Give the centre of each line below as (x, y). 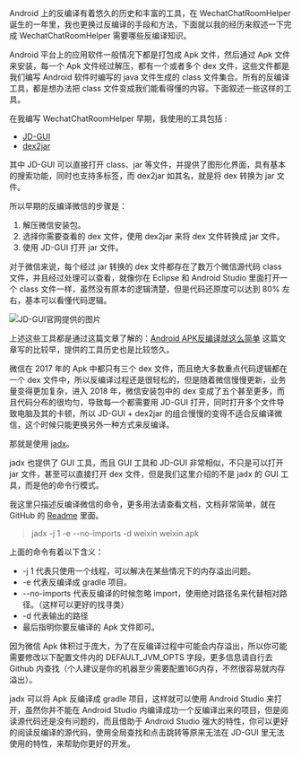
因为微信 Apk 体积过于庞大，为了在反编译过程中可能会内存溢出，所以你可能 (148, 646)
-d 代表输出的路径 (55, 616)
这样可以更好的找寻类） (85, 605)
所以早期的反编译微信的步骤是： (68, 206)
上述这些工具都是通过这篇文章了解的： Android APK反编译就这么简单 (135, 338)
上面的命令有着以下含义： (56, 552)
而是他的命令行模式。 (64, 485)
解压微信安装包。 (54, 225)
